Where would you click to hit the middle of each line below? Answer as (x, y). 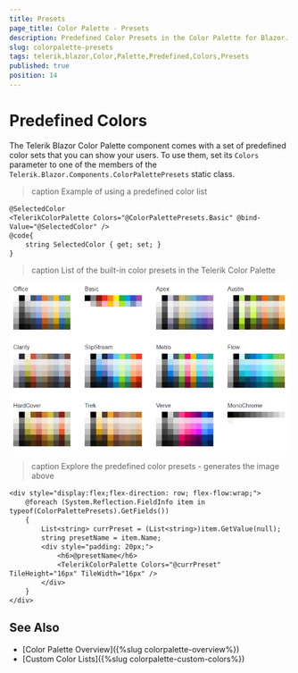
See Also (34, 628)
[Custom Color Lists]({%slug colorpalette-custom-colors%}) (133, 659)
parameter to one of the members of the (83, 164)
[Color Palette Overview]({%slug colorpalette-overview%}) (131, 649)
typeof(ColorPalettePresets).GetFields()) (89, 511)
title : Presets (37, 19)
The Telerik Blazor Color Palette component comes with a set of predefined (148, 145)
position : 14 (33, 76)
